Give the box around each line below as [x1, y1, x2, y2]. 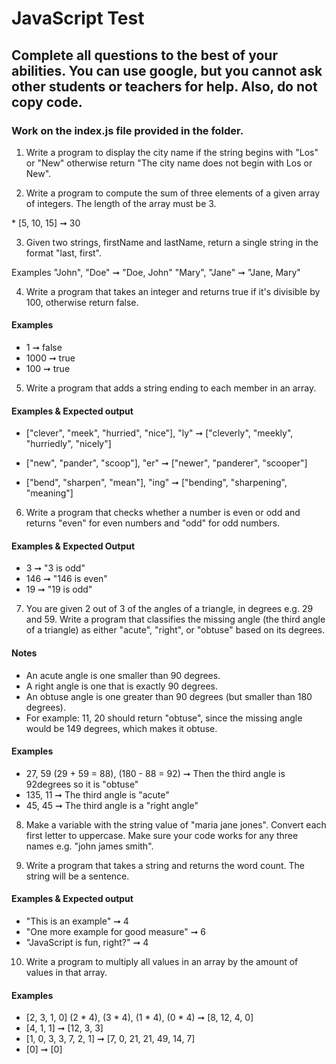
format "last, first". [25, 247, 103, 259]
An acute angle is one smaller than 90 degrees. [25, 669, 221, 681]
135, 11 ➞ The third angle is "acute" [25, 788, 170, 801]
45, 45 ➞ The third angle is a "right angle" [25, 799, 199, 811]
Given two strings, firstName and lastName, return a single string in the [25, 236, 319, 248]
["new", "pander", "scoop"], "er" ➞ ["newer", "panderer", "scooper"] [25, 457, 308, 469]
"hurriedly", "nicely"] [25, 438, 112, 450]
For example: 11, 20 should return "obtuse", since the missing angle [25, 712, 303, 724]
